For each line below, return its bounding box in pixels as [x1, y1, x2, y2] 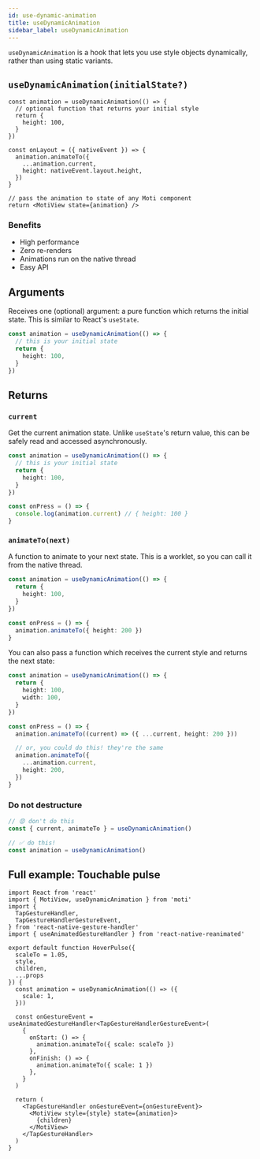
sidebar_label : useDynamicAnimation [8, 26, 128, 34]
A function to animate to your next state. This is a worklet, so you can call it [8, 552, 252, 561]
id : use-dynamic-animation [8, 11, 97, 20]
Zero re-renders [19, 246, 72, 255]
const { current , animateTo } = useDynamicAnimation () [8, 825, 192, 833]
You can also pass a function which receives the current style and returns [8, 648, 248, 658]
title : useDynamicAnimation [8, 19, 101, 27]
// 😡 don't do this [8, 817, 75, 825]
